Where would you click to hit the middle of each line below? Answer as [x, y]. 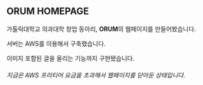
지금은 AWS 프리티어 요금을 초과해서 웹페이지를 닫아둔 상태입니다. [96, 75]
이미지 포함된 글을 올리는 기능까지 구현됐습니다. [71, 58]
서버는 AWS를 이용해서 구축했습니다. [56, 44]
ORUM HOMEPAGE [48, 11]
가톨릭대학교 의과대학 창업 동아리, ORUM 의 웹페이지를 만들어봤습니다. [101, 29]
